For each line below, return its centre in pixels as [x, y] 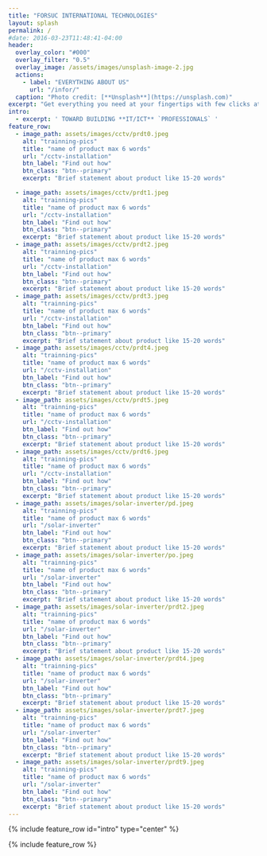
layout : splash [33, 23]
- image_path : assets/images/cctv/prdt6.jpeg [92, 451]
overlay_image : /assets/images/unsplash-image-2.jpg [104, 68]
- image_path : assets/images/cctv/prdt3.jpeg [92, 296]
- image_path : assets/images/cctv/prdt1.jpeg [92, 193]
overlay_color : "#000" [53, 53]
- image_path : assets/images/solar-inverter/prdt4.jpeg [110, 659]
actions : [30, 75]
